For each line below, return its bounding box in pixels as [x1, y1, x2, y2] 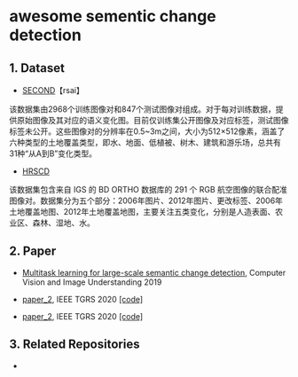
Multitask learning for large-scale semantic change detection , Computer [21, 267, 286, 278]
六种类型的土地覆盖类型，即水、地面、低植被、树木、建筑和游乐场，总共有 [9, 137, 281, 147]
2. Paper [9, 244, 57, 259]
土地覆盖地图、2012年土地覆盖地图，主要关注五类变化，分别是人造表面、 [9, 207, 276, 216]
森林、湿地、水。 [32, 217, 95, 228]
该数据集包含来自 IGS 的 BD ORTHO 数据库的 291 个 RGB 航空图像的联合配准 [9, 185, 288, 194]
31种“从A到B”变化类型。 [9, 148, 98, 159]
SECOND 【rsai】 [21, 85, 84, 95]
